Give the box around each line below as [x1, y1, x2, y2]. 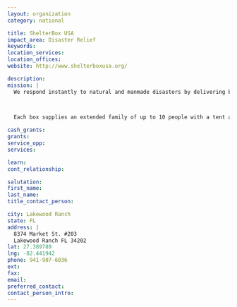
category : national [7, 17, 65, 24]
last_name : [7, 191, 39, 198]
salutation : [7, 178, 42, 186]
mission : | [7, 82, 39, 89]
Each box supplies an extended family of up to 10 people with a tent [13, 114, 226, 121]
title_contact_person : [7, 198, 74, 205]
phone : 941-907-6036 [7, 257, 68, 264]
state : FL [7, 217, 37, 224]
